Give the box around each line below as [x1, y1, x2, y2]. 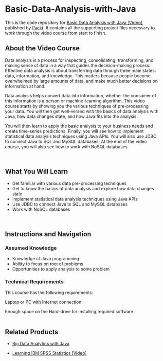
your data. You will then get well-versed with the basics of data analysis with [5, 108, 159, 114]
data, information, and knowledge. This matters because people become [5, 72, 151, 79]
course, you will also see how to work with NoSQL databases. [5, 143, 129, 150]
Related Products [5, 328, 58, 336]
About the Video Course [5, 44, 80, 52]
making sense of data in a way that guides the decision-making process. [5, 62, 151, 68]
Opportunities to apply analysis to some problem [12, 266, 110, 272]
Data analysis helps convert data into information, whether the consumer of [5, 92, 157, 98]
